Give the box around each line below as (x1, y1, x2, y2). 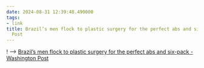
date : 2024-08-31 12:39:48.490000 (6, 8, 94, 15)
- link (6, 20, 23, 26)
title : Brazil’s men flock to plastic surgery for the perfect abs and (6, 25, 191, 32)
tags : (6, 15, 20, 21)
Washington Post (6, 55, 49, 62)
